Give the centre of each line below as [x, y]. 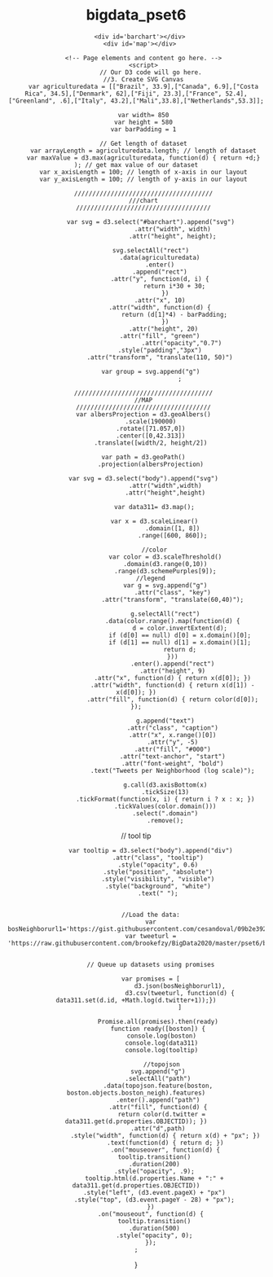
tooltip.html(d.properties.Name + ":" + [154, 1178]
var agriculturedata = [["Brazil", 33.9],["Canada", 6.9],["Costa [143, 86]
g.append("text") [165, 721]
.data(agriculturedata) [160, 257]
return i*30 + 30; [174, 286]
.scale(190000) [151, 421]
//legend [151, 578]
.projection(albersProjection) [151, 464]
